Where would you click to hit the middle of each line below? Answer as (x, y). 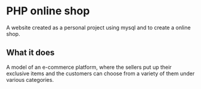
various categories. (30, 79)
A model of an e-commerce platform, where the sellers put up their (89, 67)
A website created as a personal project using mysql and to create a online (98, 27)
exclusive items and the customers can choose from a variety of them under (100, 73)
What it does (31, 53)
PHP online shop (48, 11)
